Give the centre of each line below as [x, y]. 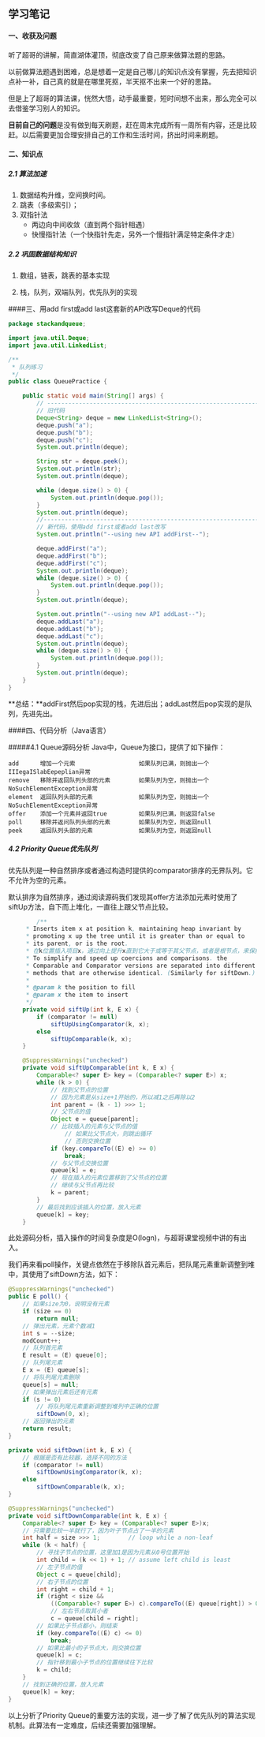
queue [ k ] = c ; [60, 1655]
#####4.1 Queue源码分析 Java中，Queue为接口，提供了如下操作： [117, 747]
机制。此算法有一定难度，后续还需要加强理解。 [84, 1725]
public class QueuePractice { [58, 382]
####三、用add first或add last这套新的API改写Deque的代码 [105, 309]
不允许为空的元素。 [39, 880]
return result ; [47, 1429]
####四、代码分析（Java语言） [59, 730]
